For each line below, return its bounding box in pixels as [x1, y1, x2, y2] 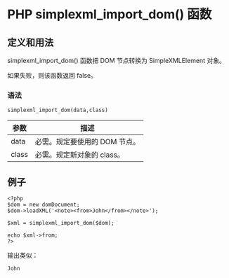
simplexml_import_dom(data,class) [7, 106, 109, 114]
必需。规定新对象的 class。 [34, 150, 125, 160]
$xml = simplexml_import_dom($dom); [7, 220, 115, 227]
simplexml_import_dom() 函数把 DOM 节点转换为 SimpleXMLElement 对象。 [7, 57, 226, 64]
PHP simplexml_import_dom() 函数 [7, 6, 212, 22]
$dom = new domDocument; [7, 201, 80, 209]
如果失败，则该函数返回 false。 [7, 71, 97, 79]
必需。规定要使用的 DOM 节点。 [34, 137, 140, 147]
